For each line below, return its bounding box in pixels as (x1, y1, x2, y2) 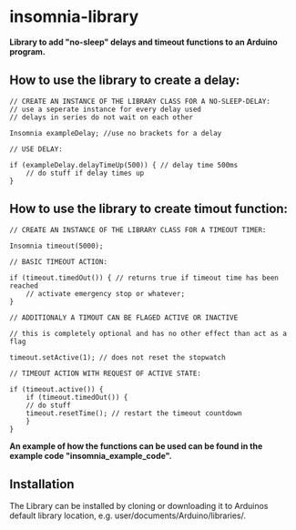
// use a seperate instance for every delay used (9, 105, 202, 114)
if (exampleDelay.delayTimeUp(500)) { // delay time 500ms (9, 160, 239, 169)
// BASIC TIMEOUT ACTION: (9, 257, 107, 266)
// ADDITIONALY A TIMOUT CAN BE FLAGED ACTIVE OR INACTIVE (9, 312, 239, 322)
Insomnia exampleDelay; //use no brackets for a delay (9, 128, 222, 138)
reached (9, 280, 39, 290)
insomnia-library (9, 6, 139, 27)
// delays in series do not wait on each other (9, 112, 194, 122)
